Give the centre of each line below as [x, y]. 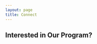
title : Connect [21, 15]
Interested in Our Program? [49, 35]
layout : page [19, 10]
